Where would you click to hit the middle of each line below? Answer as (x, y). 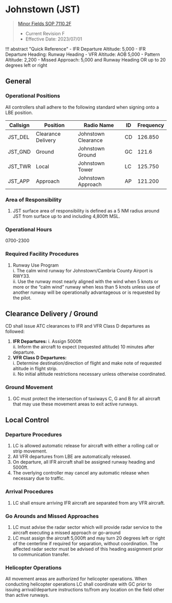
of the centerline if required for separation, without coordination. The (85, 543)
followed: (15, 332)
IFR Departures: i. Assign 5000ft (47, 341)
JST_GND (19, 152)
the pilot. (22, 297)
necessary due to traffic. (39, 478)
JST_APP (19, 181)
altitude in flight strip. (35, 369)
